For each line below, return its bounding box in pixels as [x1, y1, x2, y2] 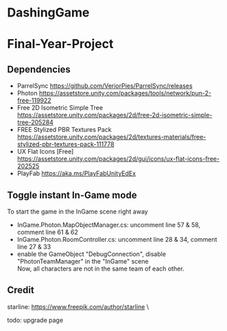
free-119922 [16, 96, 51, 104]
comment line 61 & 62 [16, 228, 79, 236]
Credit [7, 284, 34, 296]
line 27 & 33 [16, 242, 51, 251]
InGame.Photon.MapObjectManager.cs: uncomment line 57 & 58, [16, 221, 201, 229]
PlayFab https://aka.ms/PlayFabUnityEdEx [16, 170, 136, 178]
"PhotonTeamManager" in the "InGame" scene [16, 258, 149, 265]
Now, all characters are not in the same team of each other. [16, 264, 184, 273]
